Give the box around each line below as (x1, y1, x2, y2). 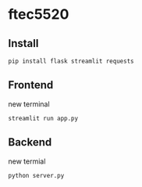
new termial (8, 156, 46, 166)
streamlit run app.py (8, 114, 79, 122)
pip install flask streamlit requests (8, 57, 134, 65)
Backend (8, 135, 52, 149)
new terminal (8, 99, 50, 109)
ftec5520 (8, 5, 69, 23)
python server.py (8, 171, 65, 179)
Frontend (8, 78, 54, 92)
